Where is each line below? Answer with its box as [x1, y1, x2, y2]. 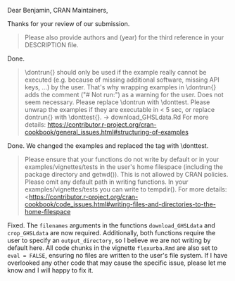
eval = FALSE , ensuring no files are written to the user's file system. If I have [7, 251, 228, 259]
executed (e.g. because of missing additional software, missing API [24, 75, 220, 84]
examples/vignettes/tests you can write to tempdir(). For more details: [24, 185, 227, 193]
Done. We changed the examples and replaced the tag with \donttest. [7, 142, 209, 150]
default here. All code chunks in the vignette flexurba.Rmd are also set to [7, 244, 218, 252]
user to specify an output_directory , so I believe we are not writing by [7, 236, 211, 244]
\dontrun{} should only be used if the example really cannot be [24, 68, 207, 76]
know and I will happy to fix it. [7, 266, 94, 274]
